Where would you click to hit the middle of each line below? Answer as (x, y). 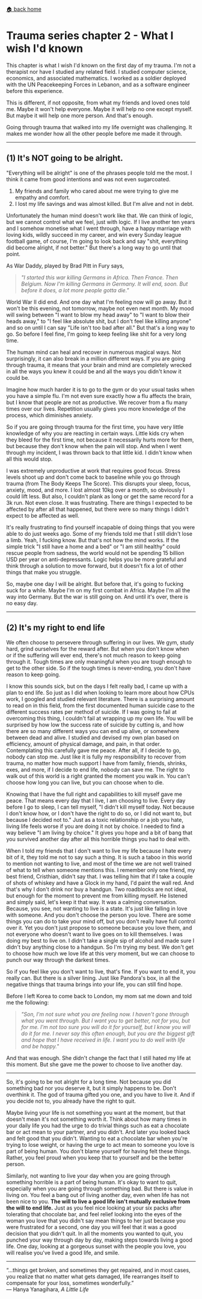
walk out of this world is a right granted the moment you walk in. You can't (98, 776)
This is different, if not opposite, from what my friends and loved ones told (98, 103)
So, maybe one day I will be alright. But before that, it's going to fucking (95, 584)
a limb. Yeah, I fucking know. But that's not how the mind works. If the (93, 540)
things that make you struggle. (44, 572)
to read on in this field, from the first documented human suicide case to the (100, 705)
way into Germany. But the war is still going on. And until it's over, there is (97, 597)
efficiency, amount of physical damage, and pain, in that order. (84, 744)
